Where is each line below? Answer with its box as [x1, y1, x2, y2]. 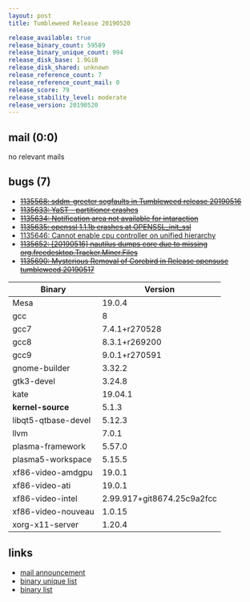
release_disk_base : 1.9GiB [8, 56, 99, 64]
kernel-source [12, 401, 70, 413]
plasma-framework [12, 441, 86, 452]
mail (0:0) [8, 130, 58, 144]
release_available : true [8, 34, 91, 42]
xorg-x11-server [12, 519, 79, 530]
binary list [19, 584, 53, 594]
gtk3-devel [12, 375, 56, 386]
